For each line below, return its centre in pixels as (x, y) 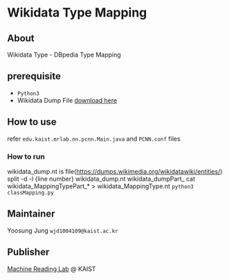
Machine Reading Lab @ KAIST (52, 269)
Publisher (28, 252)
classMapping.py (30, 192)
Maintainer (31, 214)
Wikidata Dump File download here (67, 100)
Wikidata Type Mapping (77, 13)
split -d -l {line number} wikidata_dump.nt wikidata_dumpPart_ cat (101, 179)
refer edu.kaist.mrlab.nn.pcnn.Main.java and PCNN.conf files (94, 139)
